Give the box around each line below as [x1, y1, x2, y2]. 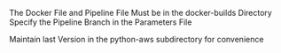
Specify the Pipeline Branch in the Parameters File [9, 17, 192, 27]
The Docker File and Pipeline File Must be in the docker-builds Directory [9, 8, 272, 18]
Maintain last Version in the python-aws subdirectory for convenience [9, 34, 264, 44]
